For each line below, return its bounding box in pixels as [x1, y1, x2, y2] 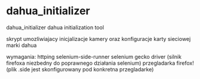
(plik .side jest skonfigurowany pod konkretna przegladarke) [6, 65, 154, 72]
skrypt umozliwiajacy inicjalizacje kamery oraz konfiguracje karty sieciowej [6, 35, 191, 42]
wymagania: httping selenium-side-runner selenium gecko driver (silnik [6, 53, 182, 60]
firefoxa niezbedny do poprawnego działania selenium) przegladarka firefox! [6, 59, 194, 67]
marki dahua [6, 42, 37, 49]
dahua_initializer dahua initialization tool [6, 24, 104, 31]
